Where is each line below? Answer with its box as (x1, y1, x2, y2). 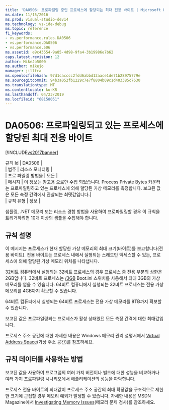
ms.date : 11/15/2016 (5, 12, 49, 17)
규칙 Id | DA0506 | (5, 160, 43, 166)
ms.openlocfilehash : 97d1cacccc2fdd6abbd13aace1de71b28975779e (5, 73, 141, 78)
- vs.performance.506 (5, 45, 51, 50)
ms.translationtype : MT (5, 82, 55, 87)
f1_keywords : (5, 31, 33, 36)
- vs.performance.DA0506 (5, 40, 57, 45)
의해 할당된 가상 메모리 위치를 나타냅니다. (18, 258, 100, 264)
